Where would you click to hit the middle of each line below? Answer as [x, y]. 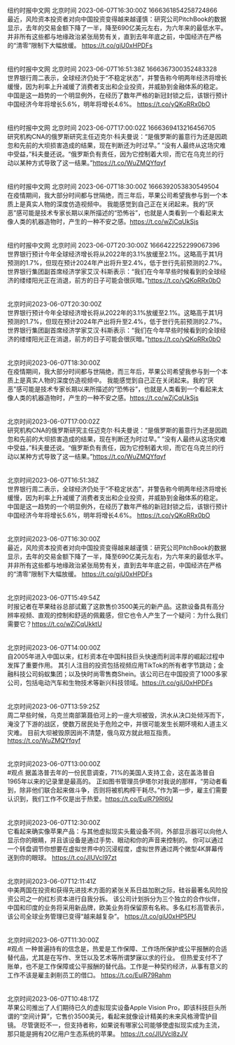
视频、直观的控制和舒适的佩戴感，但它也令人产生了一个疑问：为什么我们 [123, 615]
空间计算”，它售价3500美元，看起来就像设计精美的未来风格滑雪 [114, 1016]
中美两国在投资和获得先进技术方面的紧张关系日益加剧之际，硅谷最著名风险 [114, 890]
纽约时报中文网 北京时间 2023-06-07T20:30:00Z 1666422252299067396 [114, 245]
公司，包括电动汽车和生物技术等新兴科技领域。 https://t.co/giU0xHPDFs [110, 683]
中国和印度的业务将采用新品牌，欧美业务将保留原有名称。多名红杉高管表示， [117, 908]
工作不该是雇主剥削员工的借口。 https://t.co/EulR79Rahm [89, 975]
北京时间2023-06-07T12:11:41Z [52, 881]
